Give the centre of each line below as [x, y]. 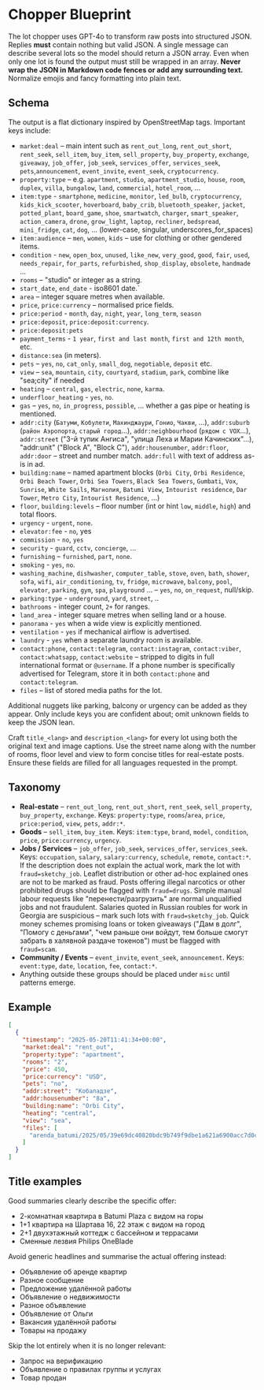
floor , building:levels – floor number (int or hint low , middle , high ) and [135, 505]
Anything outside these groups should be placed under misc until [125, 974]
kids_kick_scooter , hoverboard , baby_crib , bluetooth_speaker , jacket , [132, 204]
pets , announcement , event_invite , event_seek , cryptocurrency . [119, 170]
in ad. [36, 464]
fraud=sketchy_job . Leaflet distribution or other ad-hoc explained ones [134, 874]
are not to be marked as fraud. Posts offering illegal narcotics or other [132, 881]
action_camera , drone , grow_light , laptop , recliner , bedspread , [120, 221]
